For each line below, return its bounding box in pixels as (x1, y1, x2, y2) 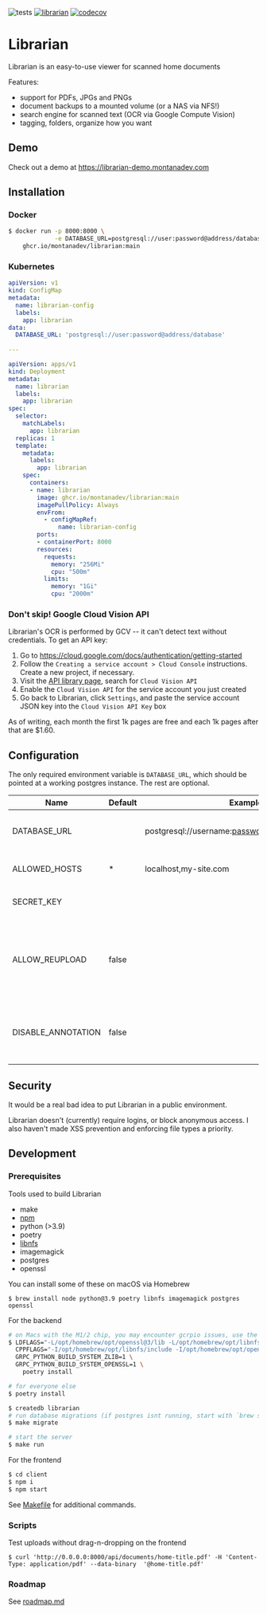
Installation (8, 186, 65, 199)
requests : (43, 552, 77, 561)
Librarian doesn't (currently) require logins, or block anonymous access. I (8, 1116, 249, 1125)
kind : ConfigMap (8, 287, 62, 295)
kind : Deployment (8, 367, 66, 375)
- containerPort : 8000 (37, 538, 112, 546)
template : (15, 442, 48, 450)
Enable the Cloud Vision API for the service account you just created (19, 685, 247, 694)
